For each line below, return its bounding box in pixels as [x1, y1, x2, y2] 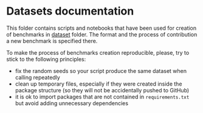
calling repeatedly [15, 74, 61, 81]
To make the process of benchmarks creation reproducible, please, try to [6, 49, 190, 56]
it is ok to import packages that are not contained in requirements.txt [15, 93, 190, 100]
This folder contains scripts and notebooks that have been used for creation [6, 24, 197, 32]
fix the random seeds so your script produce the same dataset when [15, 67, 187, 74]
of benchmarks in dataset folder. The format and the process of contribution [6, 30, 198, 38]
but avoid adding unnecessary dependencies [15, 99, 129, 107]
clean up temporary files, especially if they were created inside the [15, 80, 182, 87]
